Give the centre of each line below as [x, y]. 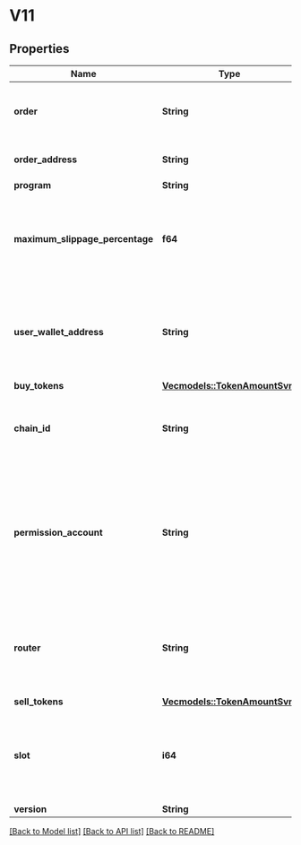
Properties [39, 49]
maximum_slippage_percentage [84, 239]
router [27, 648]
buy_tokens [39, 386]
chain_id [32, 428]
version [30, 809]
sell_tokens [39, 702]
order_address [46, 160]
